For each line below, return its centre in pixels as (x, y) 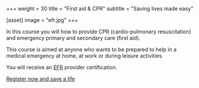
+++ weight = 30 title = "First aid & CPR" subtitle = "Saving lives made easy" (100, 9)
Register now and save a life (41, 79)
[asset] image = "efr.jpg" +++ (42, 20)
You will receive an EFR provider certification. (62, 67)
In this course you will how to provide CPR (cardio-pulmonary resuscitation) (99, 32)
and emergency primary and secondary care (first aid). (73, 38)
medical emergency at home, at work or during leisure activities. (85, 56)
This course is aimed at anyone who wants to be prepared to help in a (91, 49)
